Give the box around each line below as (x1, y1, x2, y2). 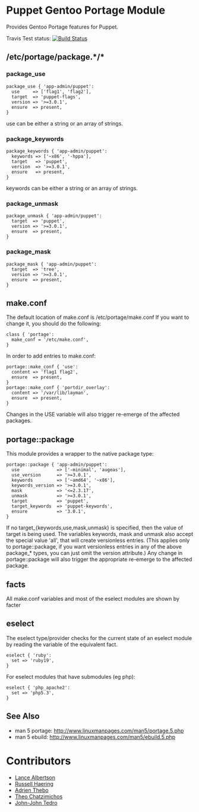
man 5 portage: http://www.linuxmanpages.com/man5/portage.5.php (14, 727, 184, 734)
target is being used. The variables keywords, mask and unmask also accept (6, 531, 194, 538)
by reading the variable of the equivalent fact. (6, 641, 118, 648)
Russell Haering (14, 780, 53, 787)
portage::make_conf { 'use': (6, 364, 78, 370)
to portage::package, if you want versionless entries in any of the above (6, 543, 182, 550)
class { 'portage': (6, 331, 55, 338)
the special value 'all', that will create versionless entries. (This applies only (6, 537, 190, 544)
